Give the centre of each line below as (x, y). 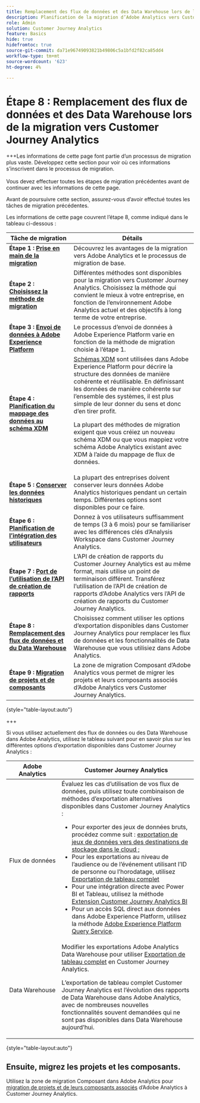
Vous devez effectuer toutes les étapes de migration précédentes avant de (98, 182)
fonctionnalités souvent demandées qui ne (121, 1012)
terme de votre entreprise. (110, 317)
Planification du (32, 406)
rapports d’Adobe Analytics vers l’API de (129, 594)
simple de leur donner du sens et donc (127, 404)
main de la (24, 256)
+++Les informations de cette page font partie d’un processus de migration (99, 156)
